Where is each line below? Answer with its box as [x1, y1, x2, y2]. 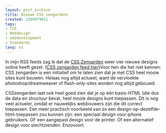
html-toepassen [5, 111, 38, 117]
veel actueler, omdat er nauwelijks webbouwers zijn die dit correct [5, 100, 143, 106]
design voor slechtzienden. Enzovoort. [5, 122, 86, 128]
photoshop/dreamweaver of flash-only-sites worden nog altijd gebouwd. [5, 80, 156, 86]
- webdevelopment [5, 36, 42, 41]
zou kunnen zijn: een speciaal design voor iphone [39, 111, 142, 117]
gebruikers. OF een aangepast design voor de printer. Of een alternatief [5, 116, 154, 122]
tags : [5, 21, 17, 27]
